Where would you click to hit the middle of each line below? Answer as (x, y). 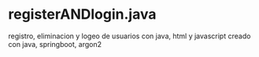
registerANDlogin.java (82, 14)
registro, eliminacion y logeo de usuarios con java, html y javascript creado (129, 36)
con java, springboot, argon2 (55, 44)
